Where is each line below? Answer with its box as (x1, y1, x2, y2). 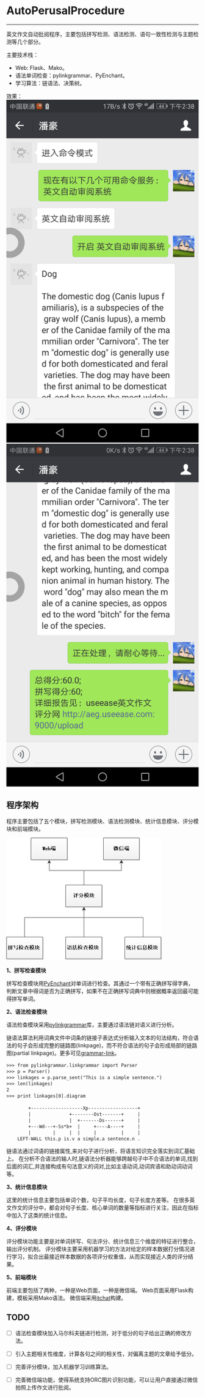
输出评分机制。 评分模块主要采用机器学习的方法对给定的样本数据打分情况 (6, 1245, 190, 1253)
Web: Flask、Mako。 (15, 64, 68, 71)
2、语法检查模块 (6, 1008, 48, 1015)
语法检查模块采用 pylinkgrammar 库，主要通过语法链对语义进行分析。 (6, 1021, 178, 1028)
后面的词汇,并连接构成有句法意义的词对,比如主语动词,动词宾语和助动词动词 (6, 1163, 193, 1170)
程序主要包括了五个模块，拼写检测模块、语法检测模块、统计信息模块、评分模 (6, 817, 199, 825)
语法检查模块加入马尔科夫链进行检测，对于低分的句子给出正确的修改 (15, 1329, 187, 1336)
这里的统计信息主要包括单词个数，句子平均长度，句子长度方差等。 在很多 (6, 1196, 190, 1204)
